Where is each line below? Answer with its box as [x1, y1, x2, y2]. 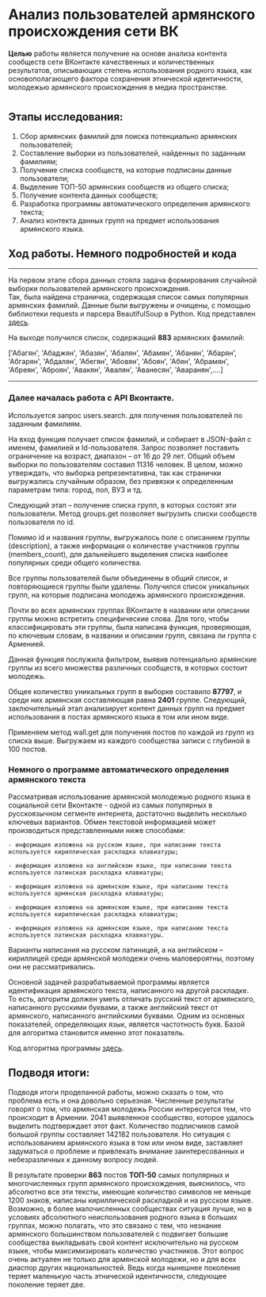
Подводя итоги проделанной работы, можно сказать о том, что [8, 1087, 224, 1096]
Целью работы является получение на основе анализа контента [8, 48, 227, 58]
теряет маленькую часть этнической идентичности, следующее [8, 1271, 227, 1280]
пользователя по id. [8, 517, 75, 527]
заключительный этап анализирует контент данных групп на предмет [8, 704, 245, 713]
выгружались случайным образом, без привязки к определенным [8, 476, 234, 485]
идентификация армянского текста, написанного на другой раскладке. [8, 985, 249, 995]
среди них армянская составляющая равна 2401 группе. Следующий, [8, 695, 247, 704]
